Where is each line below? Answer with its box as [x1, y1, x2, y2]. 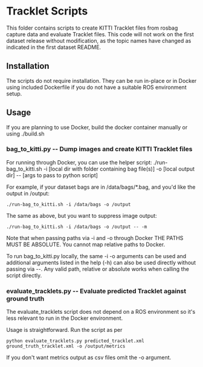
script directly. [6, 271, 42, 279]
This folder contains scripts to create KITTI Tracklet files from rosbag [6, 24, 178, 31]
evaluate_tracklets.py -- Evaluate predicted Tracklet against [6, 287, 187, 295]
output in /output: [6, 189, 50, 197]
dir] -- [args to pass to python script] [6, 171, 98, 179]
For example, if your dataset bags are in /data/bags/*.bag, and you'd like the [6, 183, 196, 190]
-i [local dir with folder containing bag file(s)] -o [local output [43, 165, 195, 172]
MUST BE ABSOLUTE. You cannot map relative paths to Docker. [6, 241, 165, 248]
